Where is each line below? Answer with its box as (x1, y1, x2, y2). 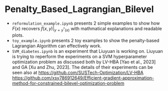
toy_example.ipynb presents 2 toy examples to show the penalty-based (12, 37, 159, 43)
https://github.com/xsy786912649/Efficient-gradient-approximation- (12, 74, 154, 81)
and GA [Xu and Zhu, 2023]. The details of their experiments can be (12, 64, 153, 70)
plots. (12, 32, 24, 38)
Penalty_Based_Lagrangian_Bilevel (5, 4, 154, 15)
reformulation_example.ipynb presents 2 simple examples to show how (12, 20, 160, 26)
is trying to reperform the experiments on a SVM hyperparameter (12, 53, 147, 59)
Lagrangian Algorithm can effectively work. (12, 43, 102, 49)
